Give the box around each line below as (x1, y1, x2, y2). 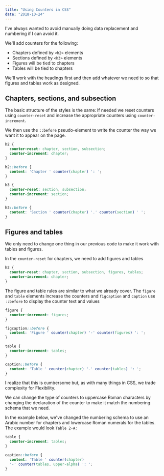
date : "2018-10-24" (5, 12, 45, 17)
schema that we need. (5, 405, 50, 411)
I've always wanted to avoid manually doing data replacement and (5, 25, 139, 31)
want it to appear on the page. (5, 132, 66, 138)
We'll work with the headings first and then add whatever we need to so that (5, 75, 159, 81)
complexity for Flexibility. (5, 385, 55, 391)
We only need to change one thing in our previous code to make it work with (5, 241, 159, 247)
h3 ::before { (5, 205, 32, 210)
